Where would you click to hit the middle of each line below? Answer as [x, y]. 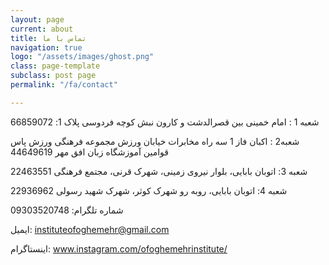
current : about [42, 29]
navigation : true [46, 47]
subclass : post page [53, 76]
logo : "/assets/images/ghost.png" [82, 57]
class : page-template [55, 66]
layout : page [37, 19]
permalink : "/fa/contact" [64, 85]
